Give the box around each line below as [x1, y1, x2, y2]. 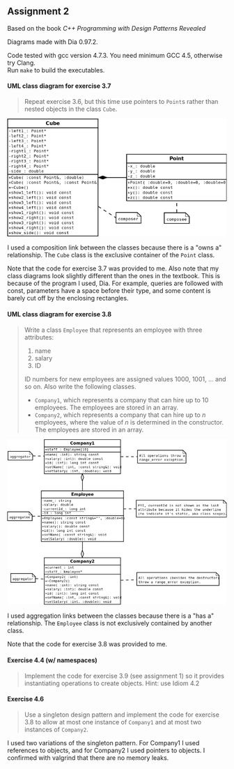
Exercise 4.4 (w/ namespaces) [7, 656, 97, 664]
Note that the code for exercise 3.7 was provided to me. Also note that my [7, 264, 219, 273]
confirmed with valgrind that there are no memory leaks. [7, 753, 169, 762]
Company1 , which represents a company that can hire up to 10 [34, 395, 209, 404]
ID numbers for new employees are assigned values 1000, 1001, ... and [24, 374, 226, 383]
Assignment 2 [7, 6, 70, 17]
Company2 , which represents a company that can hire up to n [34, 411, 206, 419]
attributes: [24, 333, 54, 341]
